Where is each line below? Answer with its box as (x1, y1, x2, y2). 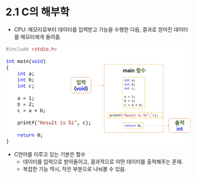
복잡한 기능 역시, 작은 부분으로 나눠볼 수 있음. (22, 166, 126, 173)
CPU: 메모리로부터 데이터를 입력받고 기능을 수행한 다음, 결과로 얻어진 (14, 26, 173, 33)
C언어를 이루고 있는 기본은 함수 (14, 151, 86, 158)
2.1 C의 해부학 (5, 5, 70, 19)
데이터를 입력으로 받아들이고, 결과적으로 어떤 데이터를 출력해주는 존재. (22, 158, 183, 165)
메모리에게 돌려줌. (20, 33, 62, 40)
